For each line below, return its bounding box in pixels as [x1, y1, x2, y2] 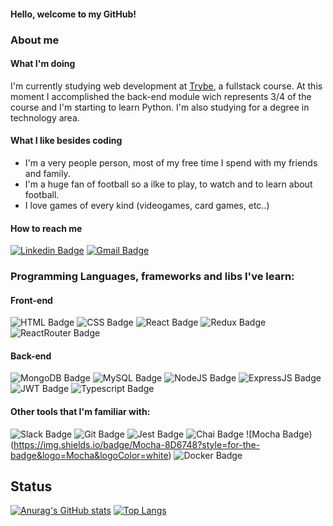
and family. [24, 167, 71, 179]
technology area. [10, 111, 80, 124]
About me [10, 33, 60, 47]
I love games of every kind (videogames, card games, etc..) [24, 199, 270, 211]
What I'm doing [10, 58, 76, 70]
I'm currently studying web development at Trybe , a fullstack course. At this [10, 80, 323, 92]
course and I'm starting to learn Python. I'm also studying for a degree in [10, 101, 310, 113]
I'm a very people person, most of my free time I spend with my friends [24, 156, 318, 169]
